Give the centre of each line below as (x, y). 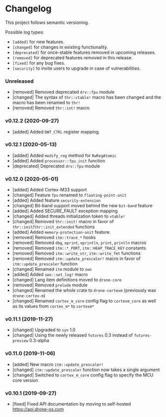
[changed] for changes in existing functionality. (60, 47)
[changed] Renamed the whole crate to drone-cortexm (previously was (84, 290)
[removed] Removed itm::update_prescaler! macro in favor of (76, 259)
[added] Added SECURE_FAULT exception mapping (65, 211)
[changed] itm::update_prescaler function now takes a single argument (86, 370)
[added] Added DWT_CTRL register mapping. (56, 132)
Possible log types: (25, 32)
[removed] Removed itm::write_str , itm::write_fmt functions (76, 253)
